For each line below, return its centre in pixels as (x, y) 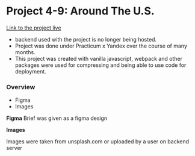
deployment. (30, 71)
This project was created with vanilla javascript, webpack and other (98, 58)
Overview (21, 87)
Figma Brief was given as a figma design (57, 118)
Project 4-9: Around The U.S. (80, 11)
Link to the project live (34, 28)
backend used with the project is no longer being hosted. (86, 39)
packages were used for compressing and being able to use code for (101, 65)
